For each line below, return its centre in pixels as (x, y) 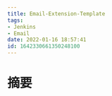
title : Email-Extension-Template (56, 14)
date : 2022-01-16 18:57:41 (47, 40)
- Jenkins (22, 27)
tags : (15, 20)
